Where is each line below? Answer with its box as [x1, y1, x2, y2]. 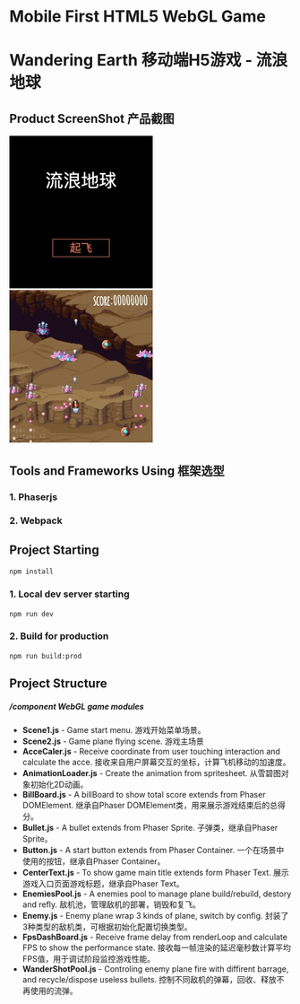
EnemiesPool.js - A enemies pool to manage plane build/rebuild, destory [21, 888, 292, 899]
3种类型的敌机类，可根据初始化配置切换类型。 [21, 921, 193, 932]
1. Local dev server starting [9, 588, 130, 600]
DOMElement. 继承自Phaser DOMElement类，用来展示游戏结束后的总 [21, 800, 279, 811]
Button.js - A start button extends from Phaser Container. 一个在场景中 [21, 845, 285, 856]
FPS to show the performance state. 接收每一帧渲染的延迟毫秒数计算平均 [21, 942, 291, 953]
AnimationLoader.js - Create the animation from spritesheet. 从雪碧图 [21, 768, 282, 779]
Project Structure [9, 676, 107, 692]
